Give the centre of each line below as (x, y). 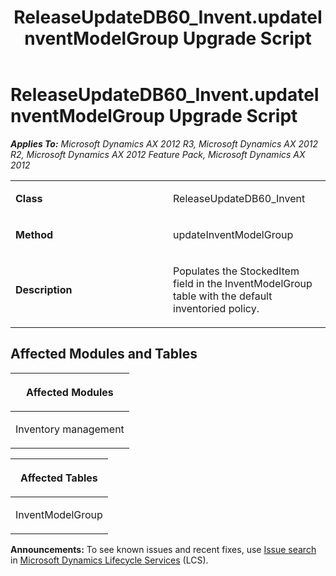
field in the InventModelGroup (243, 283)
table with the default (223, 296)
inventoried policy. (216, 308)
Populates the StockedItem (236, 271)
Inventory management (70, 429)
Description (44, 289)
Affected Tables (59, 478)
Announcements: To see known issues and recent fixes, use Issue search (163, 549)
